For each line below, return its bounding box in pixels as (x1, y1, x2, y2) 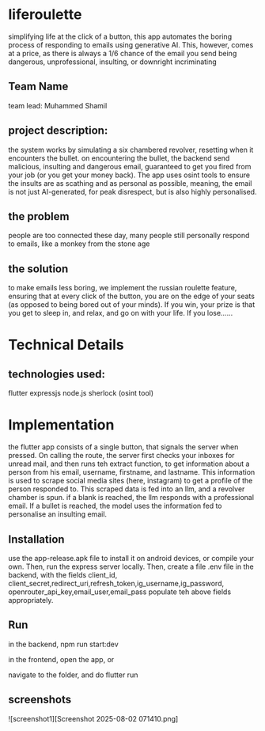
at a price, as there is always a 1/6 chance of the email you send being (8, 48, 237, 58)
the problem (8, 210, 70, 223)
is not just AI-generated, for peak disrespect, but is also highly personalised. (8, 187, 257, 196)
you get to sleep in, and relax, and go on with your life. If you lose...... (8, 309, 233, 318)
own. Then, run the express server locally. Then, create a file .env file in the (8, 562, 255, 571)
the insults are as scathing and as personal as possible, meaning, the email (8, 178, 252, 187)
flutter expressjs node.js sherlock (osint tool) (8, 388, 154, 398)
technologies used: (8, 367, 105, 381)
